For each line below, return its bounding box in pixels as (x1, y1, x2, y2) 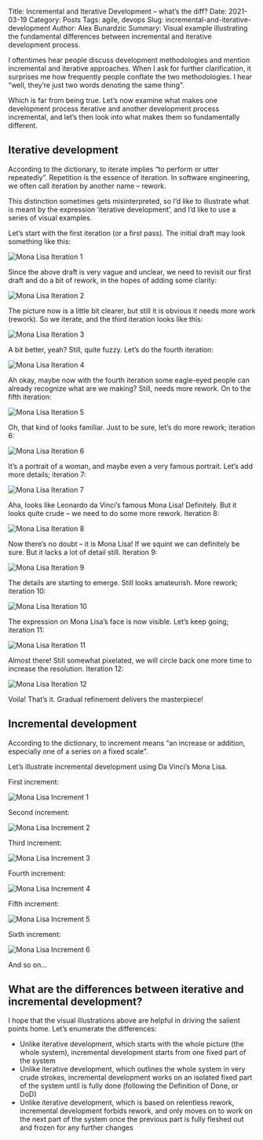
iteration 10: (8, 586, 46, 596)
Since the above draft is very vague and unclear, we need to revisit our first (8, 267, 251, 276)
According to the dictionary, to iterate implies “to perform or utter (8, 164, 219, 174)
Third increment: (8, 838, 62, 847)
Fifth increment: (8, 898, 60, 908)
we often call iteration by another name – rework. (8, 181, 166, 190)
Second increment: (8, 807, 70, 817)
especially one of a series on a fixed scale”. (8, 747, 148, 756)
